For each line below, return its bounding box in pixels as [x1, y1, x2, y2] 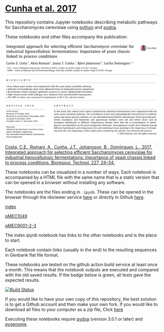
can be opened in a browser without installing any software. [5, 180, 126, 186]
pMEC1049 [5, 213, 28, 219]
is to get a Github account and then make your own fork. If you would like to [5, 302, 158, 308]
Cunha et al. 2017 [5, 3, 77, 14]
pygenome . [5, 321, 28, 327]
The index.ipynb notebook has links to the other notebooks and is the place [5, 232, 157, 238]
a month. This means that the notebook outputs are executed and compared [5, 267, 159, 273]
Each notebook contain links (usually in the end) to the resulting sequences [5, 247, 157, 253]
